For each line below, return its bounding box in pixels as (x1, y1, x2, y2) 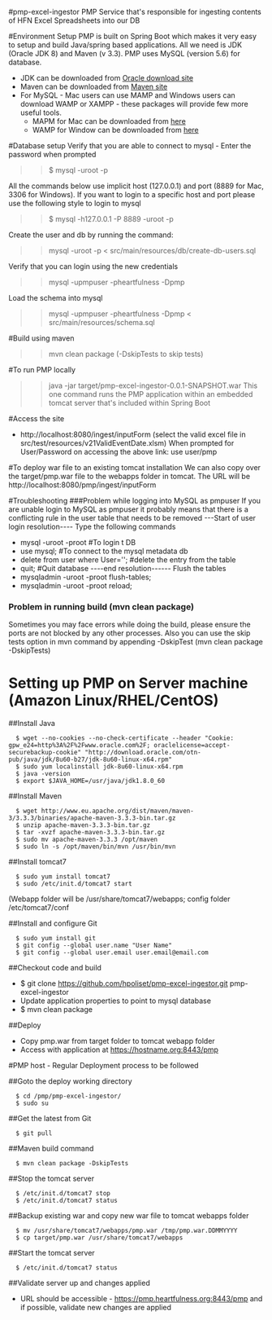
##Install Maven (8, 791, 63, 801)
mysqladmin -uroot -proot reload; (19, 581, 132, 590)
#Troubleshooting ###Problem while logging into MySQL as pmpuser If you (8, 496, 261, 505)
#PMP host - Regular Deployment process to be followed (8, 1061, 199, 1071)
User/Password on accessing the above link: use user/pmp (19, 447, 218, 456)
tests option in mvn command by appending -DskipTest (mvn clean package (8, 637, 264, 647)
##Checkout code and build (8, 963, 101, 973)
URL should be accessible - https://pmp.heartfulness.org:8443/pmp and (19, 1294, 263, 1304)
